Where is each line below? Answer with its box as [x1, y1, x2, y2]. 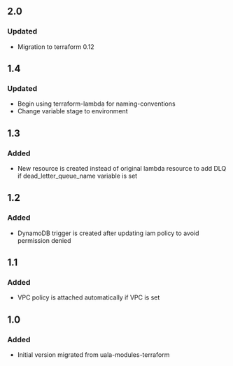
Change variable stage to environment [17, 107, 128, 115]
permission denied [17, 236, 71, 244]
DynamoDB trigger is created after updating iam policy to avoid [17, 229, 199, 237]
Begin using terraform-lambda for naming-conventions [17, 99, 176, 108]
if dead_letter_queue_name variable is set [17, 171, 138, 181]
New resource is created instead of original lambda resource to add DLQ [17, 164, 227, 173]
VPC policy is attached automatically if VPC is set [17, 293, 160, 302]
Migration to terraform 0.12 [17, 42, 94, 51]
